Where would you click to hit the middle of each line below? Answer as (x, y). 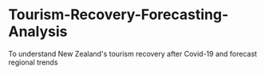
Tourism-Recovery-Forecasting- (119, 15)
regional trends (33, 62)
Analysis (38, 32)
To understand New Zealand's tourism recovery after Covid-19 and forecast (133, 53)
